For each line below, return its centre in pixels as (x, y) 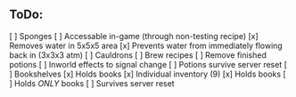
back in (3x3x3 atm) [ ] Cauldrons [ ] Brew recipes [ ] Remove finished (138, 55)
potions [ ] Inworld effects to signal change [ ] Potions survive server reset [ (148, 64)
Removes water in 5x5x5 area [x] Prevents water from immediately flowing (146, 45)
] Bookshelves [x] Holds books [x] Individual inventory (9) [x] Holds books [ (148, 74)
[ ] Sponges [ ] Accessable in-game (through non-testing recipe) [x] (134, 36)
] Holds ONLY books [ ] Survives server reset (92, 83)
